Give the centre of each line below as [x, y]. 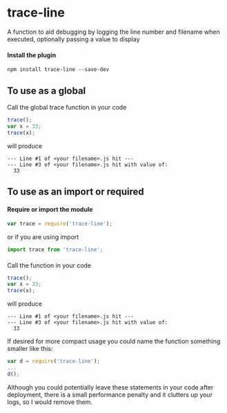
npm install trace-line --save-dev [58, 70]
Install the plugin [32, 55]
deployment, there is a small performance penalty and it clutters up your [110, 394]
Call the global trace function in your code [67, 107]
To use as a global [47, 91]
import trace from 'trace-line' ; [55, 250]
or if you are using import [43, 237]
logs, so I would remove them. [50, 402]
